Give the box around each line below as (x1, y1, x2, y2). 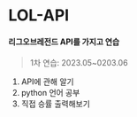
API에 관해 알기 (20, 76, 74, 87)
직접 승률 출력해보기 (20, 98, 90, 109)
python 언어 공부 (20, 88, 80, 98)
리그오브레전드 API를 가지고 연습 (8, 36, 120, 47)
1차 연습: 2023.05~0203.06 (29, 58, 129, 68)
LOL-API (8, 5, 70, 26)
